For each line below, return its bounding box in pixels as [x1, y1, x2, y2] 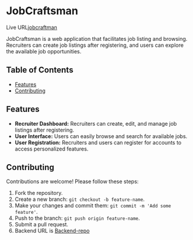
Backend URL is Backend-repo [14, 227, 90, 235]
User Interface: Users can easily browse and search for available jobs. [14, 132, 188, 140]
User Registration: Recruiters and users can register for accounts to [14, 139, 182, 146]
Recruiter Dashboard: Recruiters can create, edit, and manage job [14, 120, 177, 127]
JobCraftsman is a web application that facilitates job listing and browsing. [6, 35, 188, 42]
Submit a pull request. [14, 221, 69, 228]
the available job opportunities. [6, 47, 82, 55]
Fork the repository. [14, 190, 63, 197]
